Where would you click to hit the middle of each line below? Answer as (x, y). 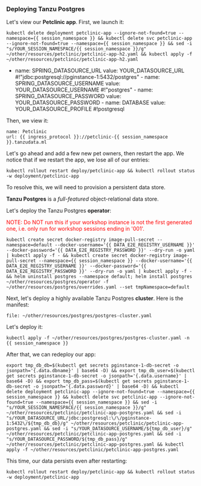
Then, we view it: (27, 121)
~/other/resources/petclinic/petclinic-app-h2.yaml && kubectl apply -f (99, 54)
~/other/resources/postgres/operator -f (58, 282)
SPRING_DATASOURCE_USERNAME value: (68, 84)
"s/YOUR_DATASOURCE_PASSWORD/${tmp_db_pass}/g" (67, 439)
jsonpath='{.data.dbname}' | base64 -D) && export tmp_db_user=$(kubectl (101, 371)
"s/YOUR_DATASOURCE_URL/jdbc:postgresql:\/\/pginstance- (79, 418)
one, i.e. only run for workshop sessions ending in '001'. (75, 229)
